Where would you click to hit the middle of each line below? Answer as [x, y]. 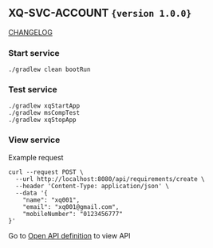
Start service [34, 53]
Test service [33, 89]
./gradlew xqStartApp [44, 106]
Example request [36, 157]
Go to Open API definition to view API [69, 235]
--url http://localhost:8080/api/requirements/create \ [110, 179]
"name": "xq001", [51, 200]
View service [34, 140]
